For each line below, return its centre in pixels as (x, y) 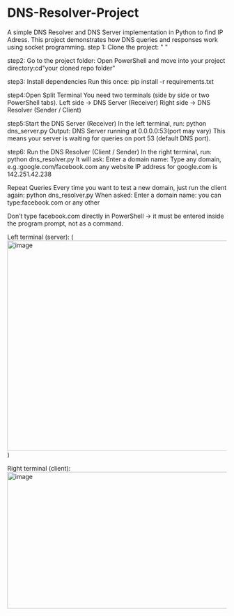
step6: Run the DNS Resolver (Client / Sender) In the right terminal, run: (110, 152)
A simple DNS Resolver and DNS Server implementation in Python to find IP (115, 32)
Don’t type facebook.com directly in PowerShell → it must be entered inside (116, 216)
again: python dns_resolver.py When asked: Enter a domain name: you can (114, 195)
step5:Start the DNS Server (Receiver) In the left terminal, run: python (107, 123)
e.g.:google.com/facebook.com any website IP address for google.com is (112, 166)
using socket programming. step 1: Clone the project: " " (88, 47)
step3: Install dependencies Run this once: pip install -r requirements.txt (111, 81)
